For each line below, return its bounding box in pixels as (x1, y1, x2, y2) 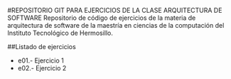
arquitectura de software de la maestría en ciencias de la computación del (7, 21, 225, 29)
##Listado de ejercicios (7, 43, 76, 51)
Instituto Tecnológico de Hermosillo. (7, 28, 114, 37)
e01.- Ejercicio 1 (17, 56, 64, 65)
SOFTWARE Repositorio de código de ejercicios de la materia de (7, 14, 196, 22)
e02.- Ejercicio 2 (17, 64, 67, 72)
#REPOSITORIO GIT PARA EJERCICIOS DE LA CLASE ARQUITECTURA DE (7, 6, 222, 14)
